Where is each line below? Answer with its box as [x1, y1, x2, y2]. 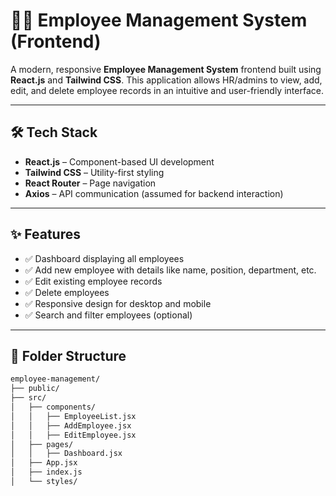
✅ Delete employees [24, 286, 110, 298]
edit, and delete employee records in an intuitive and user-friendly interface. [10, 84, 324, 96]
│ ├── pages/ [10, 439, 74, 449]
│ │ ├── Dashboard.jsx [10, 449, 123, 459]
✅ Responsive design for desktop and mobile [24, 297, 212, 309]
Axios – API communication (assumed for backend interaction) [24, 187, 284, 199]
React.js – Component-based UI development [24, 155, 215, 168]
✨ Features [10, 226, 81, 243]
